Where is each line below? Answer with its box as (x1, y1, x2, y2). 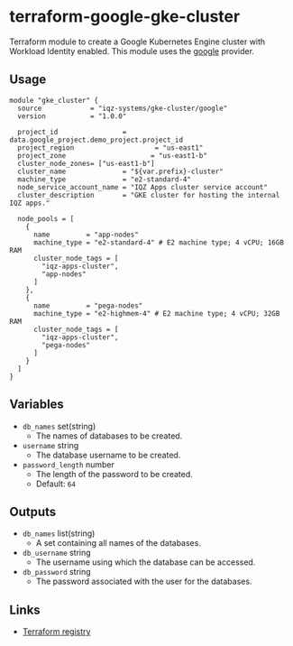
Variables (9, 397, 65, 412)
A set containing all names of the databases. (35, 538, 201, 549)
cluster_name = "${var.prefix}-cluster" (17, 167, 224, 176)
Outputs (9, 503, 57, 520)
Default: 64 (35, 478, 77, 489)
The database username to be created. (35, 449, 181, 460)
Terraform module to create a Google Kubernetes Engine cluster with (9, 36, 266, 47)
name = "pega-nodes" (32, 300, 143, 310)
